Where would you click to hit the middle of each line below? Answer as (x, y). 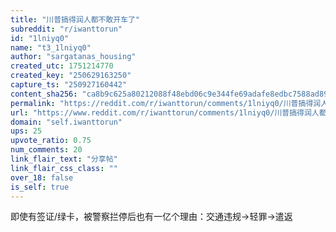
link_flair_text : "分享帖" (64, 159)
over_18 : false (42, 177)
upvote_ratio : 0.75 (51, 141)
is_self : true (40, 187)
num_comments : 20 (46, 150)
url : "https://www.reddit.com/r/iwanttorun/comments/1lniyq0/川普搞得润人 (165, 112)
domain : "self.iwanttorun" (66, 122)
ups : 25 (26, 131)
